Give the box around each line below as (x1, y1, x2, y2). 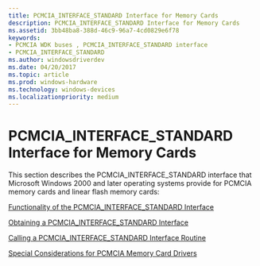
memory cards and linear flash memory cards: (8, 187, 160, 197)
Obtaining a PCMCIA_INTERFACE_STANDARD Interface (8, 218, 189, 227)
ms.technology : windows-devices (8, 85, 115, 94)
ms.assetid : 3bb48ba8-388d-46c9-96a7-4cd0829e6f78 (8, 26, 180, 34)
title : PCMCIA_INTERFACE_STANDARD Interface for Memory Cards (8, 11, 219, 20)
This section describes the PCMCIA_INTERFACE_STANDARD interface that (8, 170, 252, 179)
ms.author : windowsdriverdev (8, 56, 105, 64)
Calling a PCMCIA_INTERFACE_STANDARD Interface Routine (8, 233, 207, 243)
